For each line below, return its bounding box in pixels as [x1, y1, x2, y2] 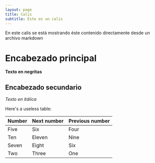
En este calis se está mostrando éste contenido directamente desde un [5, 30, 150, 36]
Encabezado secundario [5, 83, 82, 91]
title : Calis [5, 12, 32, 17]
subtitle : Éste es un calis [5, 16, 63, 21]
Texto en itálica [5, 96, 37, 102]
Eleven [32, 134, 48, 141]
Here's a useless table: [5, 106, 52, 112]
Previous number [68, 118, 110, 124]
